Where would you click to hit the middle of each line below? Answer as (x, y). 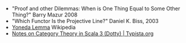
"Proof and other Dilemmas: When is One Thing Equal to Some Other (96, 9)
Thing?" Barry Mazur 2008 (45, 15)
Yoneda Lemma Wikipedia (44, 27)
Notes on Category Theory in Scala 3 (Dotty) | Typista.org (83, 34)
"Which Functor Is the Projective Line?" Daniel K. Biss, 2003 (85, 21)
